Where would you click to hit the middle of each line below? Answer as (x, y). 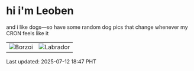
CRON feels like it (28, 33)
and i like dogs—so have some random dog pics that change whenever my (97, 27)
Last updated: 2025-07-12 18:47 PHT (51, 61)
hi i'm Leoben (40, 11)
